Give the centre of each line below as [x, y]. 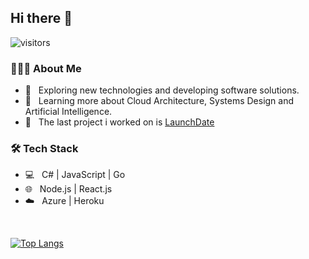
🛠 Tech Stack [44, 149]
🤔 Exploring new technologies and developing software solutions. [162, 90]
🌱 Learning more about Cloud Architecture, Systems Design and [159, 101]
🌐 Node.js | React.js [68, 189]
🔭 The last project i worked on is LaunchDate [119, 122]
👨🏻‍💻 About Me [46, 68]
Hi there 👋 [41, 18]
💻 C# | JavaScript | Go [75, 175]
